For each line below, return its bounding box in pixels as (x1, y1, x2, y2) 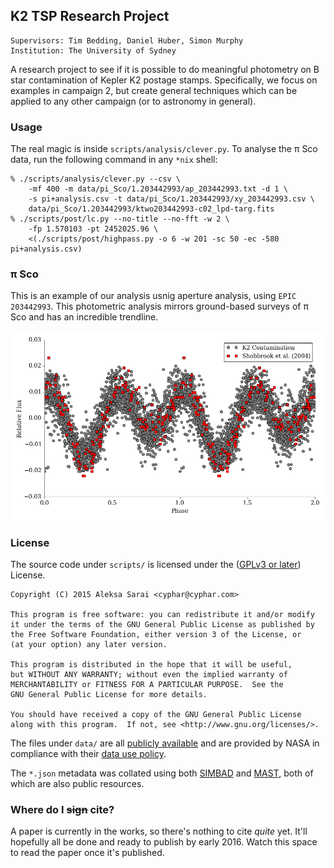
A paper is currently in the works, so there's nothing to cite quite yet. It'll (10, 825, 308, 838)
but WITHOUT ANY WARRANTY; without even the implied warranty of (10, 670, 288, 680)
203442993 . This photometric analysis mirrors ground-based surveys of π (10, 300, 309, 313)
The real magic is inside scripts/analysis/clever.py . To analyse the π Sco (10, 143, 318, 155)
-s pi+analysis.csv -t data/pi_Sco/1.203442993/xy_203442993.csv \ (28, 194, 315, 204)
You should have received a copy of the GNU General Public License (10, 710, 302, 720)
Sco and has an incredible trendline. (10, 311, 159, 323)
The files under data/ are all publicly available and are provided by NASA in (10, 737, 320, 749)
